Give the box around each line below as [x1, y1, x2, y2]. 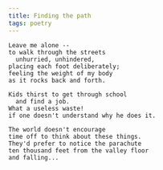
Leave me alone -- [8, 41, 70, 49]
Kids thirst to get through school [8, 90, 128, 99]
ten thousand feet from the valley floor [8, 146, 149, 155]
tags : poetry [8, 19, 52, 27]
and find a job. [15, 97, 70, 105]
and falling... [8, 153, 59, 161]
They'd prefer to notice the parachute [8, 140, 142, 148]
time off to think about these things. [8, 132, 142, 140]
